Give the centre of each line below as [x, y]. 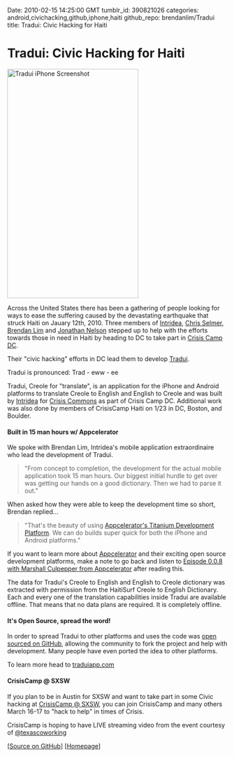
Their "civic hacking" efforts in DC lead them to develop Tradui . [98, 359]
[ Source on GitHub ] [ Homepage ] [54, 746]
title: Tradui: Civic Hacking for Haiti [57, 25]
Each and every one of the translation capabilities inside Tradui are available [117, 597]
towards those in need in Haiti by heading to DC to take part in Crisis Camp [115, 337]
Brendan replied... [33, 512]
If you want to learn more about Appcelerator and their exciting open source [117, 554]
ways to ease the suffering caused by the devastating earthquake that [108, 315]
